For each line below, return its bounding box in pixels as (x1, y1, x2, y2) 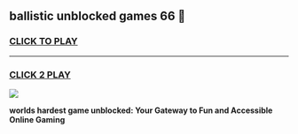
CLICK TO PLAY (9, 35, 78, 48)
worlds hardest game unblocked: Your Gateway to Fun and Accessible (9, 105, 273, 115)
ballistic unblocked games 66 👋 (9, 9, 186, 24)
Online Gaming (9, 114, 66, 124)
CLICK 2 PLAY (9, 68, 71, 80)
